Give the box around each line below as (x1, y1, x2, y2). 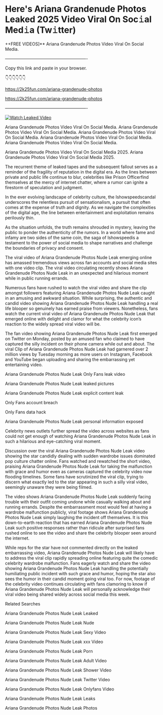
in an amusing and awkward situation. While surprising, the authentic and (5, 295, 152, 301)
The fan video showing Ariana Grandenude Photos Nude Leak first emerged (5, 330, 158, 336)
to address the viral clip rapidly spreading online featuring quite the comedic (5, 555, 158, 561)
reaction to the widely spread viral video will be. (5, 321, 101, 327)
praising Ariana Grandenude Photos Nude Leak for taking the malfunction (5, 463, 152, 469)
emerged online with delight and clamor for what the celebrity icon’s (5, 316, 142, 322)
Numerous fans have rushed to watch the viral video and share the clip (5, 284, 147, 290)
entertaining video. (5, 362, 43, 368)
